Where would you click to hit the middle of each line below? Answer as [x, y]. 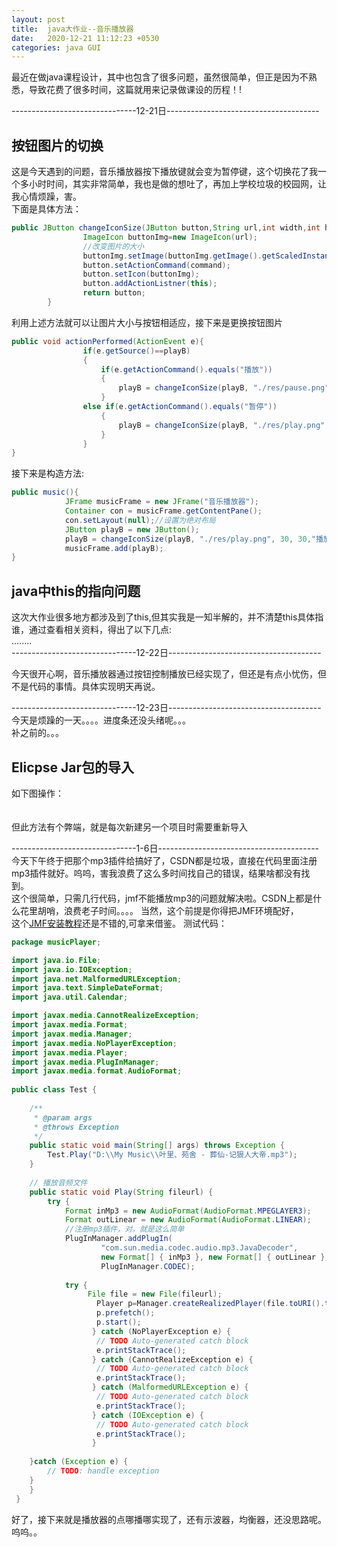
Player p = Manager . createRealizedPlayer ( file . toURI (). [211, 1304]
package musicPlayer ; [56, 942]
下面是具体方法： [46, 209]
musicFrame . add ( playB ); [114, 548]
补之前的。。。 [37, 733]
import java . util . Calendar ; [70, 997]
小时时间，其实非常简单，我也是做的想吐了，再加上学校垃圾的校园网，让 [177, 184]
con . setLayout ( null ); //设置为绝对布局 [140, 520]
